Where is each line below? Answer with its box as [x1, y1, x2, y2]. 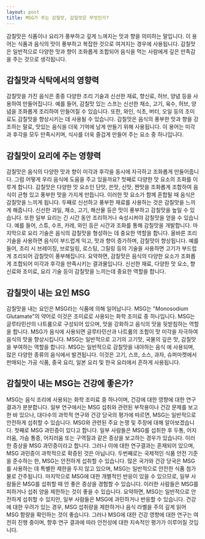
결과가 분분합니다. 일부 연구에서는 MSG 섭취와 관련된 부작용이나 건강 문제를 [6, 403, 187, 411]
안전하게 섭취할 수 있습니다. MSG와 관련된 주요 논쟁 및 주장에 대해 [6, 419, 164, 426]
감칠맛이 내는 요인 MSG [6, 287, 91, 298]
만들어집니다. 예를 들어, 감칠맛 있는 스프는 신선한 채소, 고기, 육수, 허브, [22, 100, 190, 107]
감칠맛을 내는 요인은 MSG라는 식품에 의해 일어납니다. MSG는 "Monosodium [6, 304, 188, 312]
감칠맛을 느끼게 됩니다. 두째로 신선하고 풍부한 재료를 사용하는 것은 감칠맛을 [6, 199, 185, 206]
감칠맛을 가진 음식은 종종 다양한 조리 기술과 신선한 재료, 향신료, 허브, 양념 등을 [6, 93, 192, 100]
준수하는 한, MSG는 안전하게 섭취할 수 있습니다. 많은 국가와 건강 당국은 [12, 457, 182, 464]
